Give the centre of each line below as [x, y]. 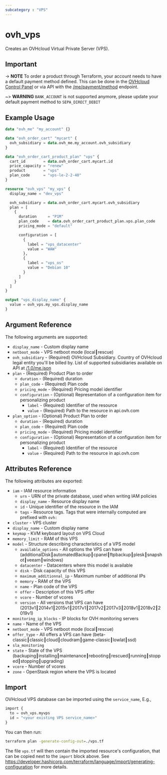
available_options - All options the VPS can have [71, 549]
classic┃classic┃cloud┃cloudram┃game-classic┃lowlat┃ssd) [74, 640]
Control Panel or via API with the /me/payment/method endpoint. [72, 87]
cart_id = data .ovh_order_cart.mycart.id [61, 161]
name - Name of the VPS [37, 624]
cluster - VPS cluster [34, 523]
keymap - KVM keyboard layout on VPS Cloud [58, 533]
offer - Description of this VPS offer [57, 592]
